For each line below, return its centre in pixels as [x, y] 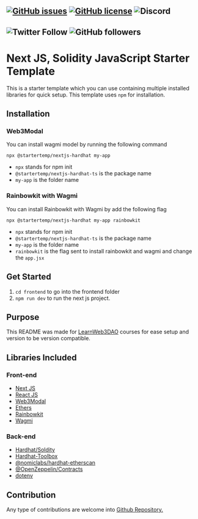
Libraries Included [42, 357]
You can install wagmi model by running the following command [87, 145]
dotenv [24, 476]
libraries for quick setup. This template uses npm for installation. [86, 95]
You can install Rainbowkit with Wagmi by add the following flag [86, 209]
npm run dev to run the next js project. [63, 298]
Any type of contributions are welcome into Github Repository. [85, 510]
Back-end [21, 436]
